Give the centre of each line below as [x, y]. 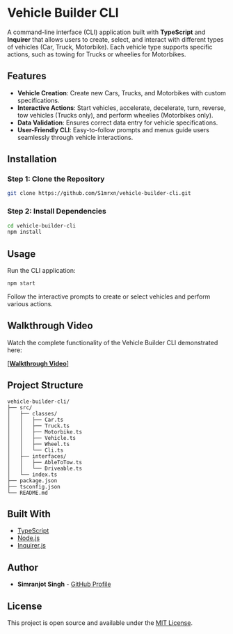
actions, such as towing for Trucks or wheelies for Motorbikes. [97, 54]
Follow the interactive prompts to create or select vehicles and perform [109, 296]
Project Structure [45, 385]
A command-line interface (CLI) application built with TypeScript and [106, 32]
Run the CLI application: [41, 271]
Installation [32, 159]
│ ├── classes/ [32, 413]
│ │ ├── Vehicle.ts [42, 438]
